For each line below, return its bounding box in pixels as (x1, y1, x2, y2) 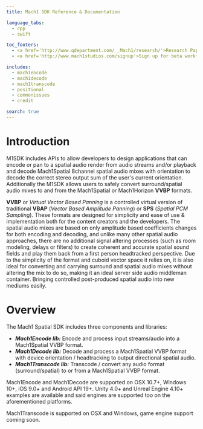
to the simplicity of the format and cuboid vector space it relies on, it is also (6, 256, 194, 263)
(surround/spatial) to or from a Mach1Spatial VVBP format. (14, 367, 160, 374)
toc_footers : (6, 42, 39, 48)
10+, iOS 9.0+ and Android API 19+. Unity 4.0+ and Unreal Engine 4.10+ (6, 385, 184, 392)
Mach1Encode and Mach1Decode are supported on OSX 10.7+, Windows (6, 378, 187, 385)
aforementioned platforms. (6, 398, 72, 405)
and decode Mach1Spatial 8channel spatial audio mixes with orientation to (6, 167, 191, 175)
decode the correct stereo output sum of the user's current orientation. (6, 173, 184, 181)
